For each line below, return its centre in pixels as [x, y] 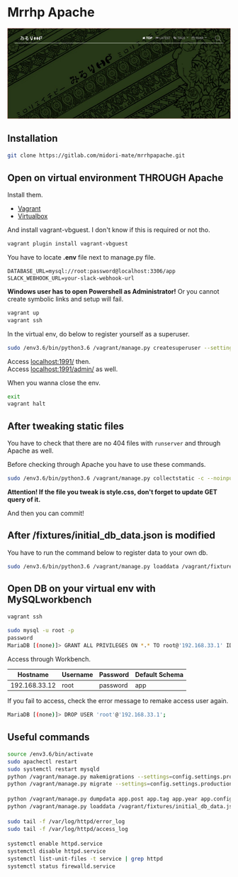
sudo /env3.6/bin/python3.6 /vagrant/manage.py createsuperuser [104, 348]
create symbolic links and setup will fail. [66, 299]
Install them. [25, 195]
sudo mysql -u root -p [41, 631]
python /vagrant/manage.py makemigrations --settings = [90, 777]
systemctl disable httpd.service [57, 851]
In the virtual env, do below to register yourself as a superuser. [98, 333]
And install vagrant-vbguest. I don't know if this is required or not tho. [109, 230]
